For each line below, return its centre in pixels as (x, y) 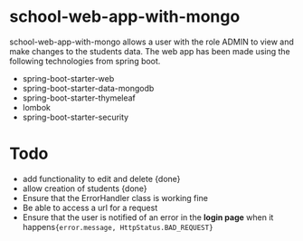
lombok (37, 107)
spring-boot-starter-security (76, 117)
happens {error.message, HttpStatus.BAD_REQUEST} (118, 227)
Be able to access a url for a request (90, 207)
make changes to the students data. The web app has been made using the (150, 51)
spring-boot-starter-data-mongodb (88, 88)
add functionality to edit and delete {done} (101, 178)
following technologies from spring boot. (85, 61)
